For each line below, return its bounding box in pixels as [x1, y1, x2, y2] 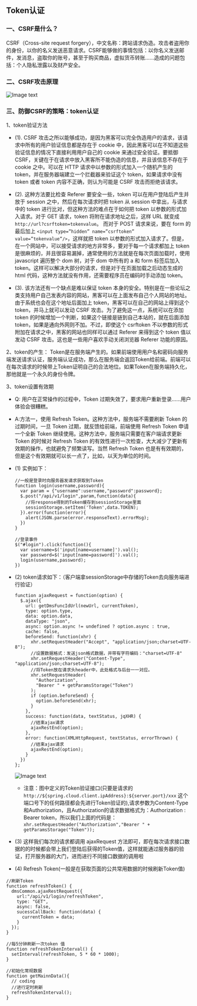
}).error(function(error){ [20, 510, 86, 516]
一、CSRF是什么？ [6, 25, 59, 33]
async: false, [16, 904, 51, 910]
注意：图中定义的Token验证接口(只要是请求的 [23, 784, 133, 791]
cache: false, [25, 629, 60, 635]
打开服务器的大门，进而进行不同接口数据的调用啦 [25, 853, 144, 860]
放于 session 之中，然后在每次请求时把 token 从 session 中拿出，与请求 [14, 198, 188, 205]
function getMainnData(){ [6, 973, 69, 979]
